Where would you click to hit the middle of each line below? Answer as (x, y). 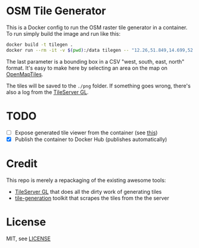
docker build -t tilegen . (40, 45)
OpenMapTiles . (25, 74)
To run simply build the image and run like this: (63, 33)
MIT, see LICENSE (28, 238)
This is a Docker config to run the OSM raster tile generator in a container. (97, 27)
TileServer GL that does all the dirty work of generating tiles (88, 192)
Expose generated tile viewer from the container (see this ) (86, 133)
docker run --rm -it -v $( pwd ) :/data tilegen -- (68, 50)
